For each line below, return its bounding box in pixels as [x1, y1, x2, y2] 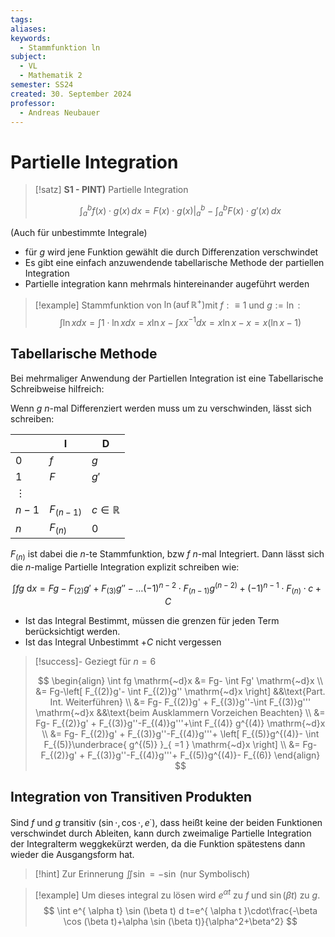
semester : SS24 [10, 80, 74, 90]
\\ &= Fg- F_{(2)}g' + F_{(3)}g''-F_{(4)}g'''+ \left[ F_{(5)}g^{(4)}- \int [41, 727, 320, 740]
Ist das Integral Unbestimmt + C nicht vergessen [24, 636, 222, 648]
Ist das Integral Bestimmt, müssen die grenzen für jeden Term [24, 614, 280, 626]
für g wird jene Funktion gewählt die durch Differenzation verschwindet [24, 246, 319, 258]
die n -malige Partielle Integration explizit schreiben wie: [10, 561, 240, 573]
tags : [10, 14, 33, 25]
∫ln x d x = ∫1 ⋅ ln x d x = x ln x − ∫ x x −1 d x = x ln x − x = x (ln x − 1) [59, 315, 302, 329]
